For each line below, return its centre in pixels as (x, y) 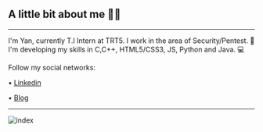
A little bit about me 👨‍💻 (65, 14)
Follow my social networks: (52, 67)
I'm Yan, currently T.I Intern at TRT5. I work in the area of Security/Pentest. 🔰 (131, 41)
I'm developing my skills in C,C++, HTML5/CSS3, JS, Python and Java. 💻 (126, 49)
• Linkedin (25, 82)
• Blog (18, 98)
